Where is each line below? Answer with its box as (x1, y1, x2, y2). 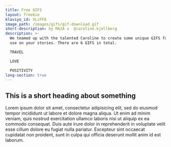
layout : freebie (5, 12, 40, 17)
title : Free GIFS (5, 7, 42, 13)
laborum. (5, 137, 24, 143)
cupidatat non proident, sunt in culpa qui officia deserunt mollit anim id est (5, 132, 161, 138)
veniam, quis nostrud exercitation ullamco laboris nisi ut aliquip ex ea (5, 116, 150, 122)
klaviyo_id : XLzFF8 (5, 17, 47, 22)
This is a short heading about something (5, 91, 136, 100)
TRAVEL (10, 49, 24, 55)
